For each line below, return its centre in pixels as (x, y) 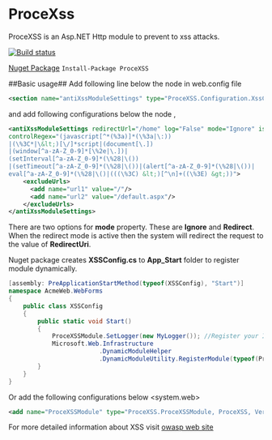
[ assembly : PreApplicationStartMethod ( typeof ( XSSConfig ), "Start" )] (126, 284)
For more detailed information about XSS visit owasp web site (111, 427)
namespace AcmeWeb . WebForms (56, 291)
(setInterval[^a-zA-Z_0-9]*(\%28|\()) (74, 159)
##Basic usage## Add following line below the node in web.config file (125, 83)
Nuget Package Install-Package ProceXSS (79, 68)
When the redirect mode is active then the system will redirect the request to (136, 236)
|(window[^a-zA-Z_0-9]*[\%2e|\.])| (68, 152)
